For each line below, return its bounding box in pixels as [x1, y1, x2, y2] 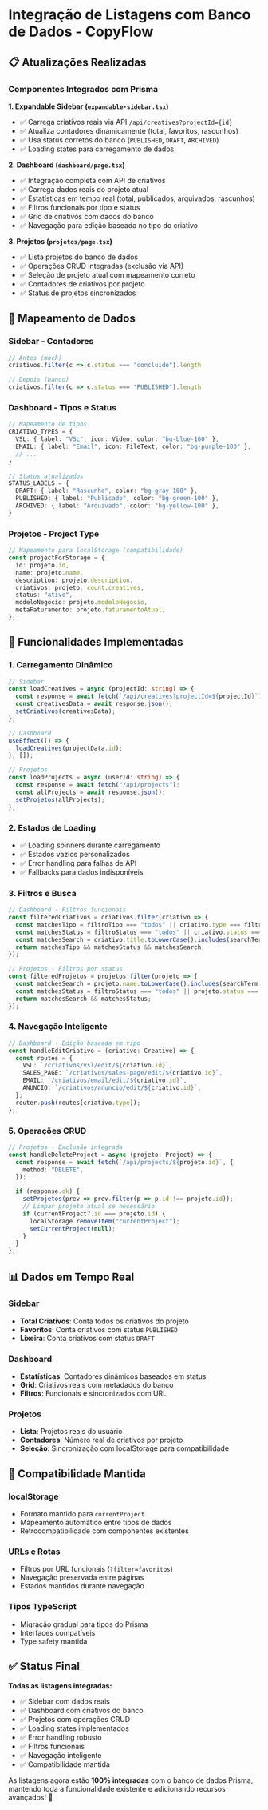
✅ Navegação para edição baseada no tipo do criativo [19, 220, 198, 230]
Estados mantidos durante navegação [19, 1581, 145, 1591]
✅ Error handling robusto [19, 1732, 102, 1742]
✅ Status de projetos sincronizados [19, 288, 136, 298]
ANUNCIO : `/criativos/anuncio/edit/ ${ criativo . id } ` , [22, 1084, 202, 1092]
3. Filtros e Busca [8, 887, 77, 899]
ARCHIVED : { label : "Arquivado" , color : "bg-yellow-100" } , [15, 502, 219, 510]
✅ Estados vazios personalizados [19, 849, 130, 859]
